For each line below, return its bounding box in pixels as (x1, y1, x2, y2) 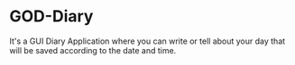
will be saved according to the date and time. (9, 45, 177, 55)
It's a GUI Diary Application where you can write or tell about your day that (9, 36, 286, 46)
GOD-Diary (9, 6, 94, 27)
